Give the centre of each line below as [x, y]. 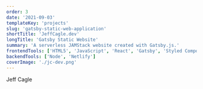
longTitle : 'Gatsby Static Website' [52, 40]
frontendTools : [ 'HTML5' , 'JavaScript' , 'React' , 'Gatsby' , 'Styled [94, 51]
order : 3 [17, 12]
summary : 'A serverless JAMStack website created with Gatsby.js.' [93, 46]
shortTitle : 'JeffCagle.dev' [43, 34]
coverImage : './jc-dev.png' [42, 62]
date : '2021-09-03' [31, 17]
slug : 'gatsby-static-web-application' [56, 29]
